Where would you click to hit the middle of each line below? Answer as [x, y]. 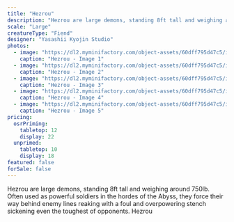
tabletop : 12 [39, 130]
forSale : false [29, 169]
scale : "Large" [29, 26]
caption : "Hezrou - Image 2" [62, 72]
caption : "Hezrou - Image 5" [62, 111]
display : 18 [37, 156]
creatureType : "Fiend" [40, 33]
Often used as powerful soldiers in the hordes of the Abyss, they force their [115, 196]
